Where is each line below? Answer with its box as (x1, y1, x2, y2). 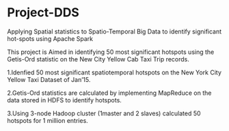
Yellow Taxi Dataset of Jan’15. (7, 75, 91, 83)
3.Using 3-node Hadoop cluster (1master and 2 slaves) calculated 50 (7, 109, 201, 117)
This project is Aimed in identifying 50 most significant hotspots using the (7, 48, 215, 56)
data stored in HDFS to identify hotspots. (7, 96, 122, 104)
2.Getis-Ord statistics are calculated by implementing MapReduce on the (7, 89, 212, 97)
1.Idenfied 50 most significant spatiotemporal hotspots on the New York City (7, 68, 222, 76)
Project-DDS (7, 5, 80, 20)
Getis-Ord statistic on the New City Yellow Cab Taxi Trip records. (7, 55, 190, 63)
